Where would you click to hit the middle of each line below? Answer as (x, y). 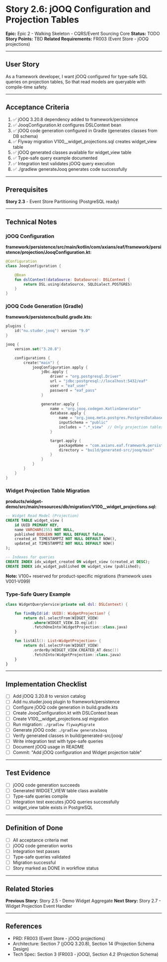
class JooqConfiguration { (33, 266)
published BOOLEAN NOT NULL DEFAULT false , (60, 534)
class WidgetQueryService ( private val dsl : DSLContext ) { (67, 604)
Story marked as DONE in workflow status (56, 868)
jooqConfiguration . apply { (60, 367)
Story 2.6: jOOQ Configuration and (78, 9)
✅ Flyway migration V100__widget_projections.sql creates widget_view (85, 141)
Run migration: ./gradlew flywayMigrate (54, 724)
